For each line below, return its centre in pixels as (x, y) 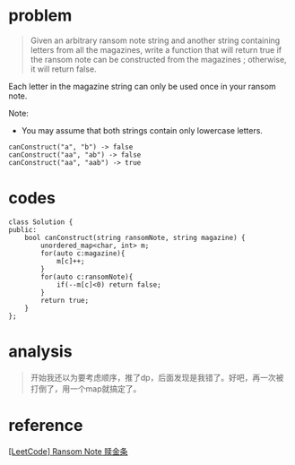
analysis (40, 352)
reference (46, 426)
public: (23, 229)
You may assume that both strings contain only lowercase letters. (142, 130)
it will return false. (63, 69)
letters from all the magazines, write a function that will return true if (156, 49)
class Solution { (41, 222)
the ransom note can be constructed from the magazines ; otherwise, (159, 59)
